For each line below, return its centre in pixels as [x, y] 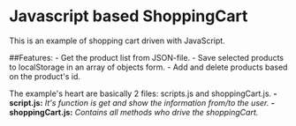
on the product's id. [45, 76]
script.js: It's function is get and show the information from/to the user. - [142, 102]
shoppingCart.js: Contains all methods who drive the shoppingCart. [134, 112]
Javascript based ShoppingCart [129, 16]
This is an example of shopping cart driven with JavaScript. [117, 41]
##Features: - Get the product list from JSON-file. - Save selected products [147, 57]
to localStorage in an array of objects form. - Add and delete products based [148, 67]
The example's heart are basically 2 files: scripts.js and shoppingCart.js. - [143, 93]
